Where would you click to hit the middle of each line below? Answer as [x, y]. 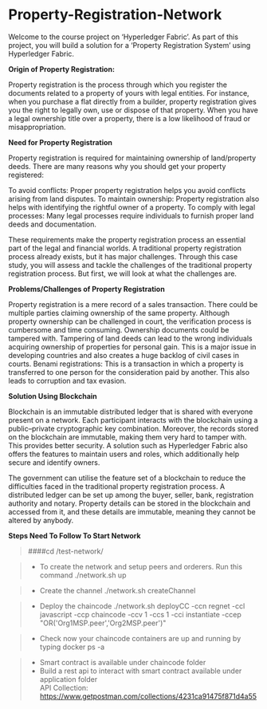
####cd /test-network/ [65, 551]
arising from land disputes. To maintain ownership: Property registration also [134, 199]
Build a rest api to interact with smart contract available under [141, 671]
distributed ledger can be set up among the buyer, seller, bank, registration [131, 494]
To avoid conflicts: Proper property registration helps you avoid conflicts [127, 190]
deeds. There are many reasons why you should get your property [117, 166]
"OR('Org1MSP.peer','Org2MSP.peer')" [103, 623]
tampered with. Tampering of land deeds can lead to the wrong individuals [130, 338]
